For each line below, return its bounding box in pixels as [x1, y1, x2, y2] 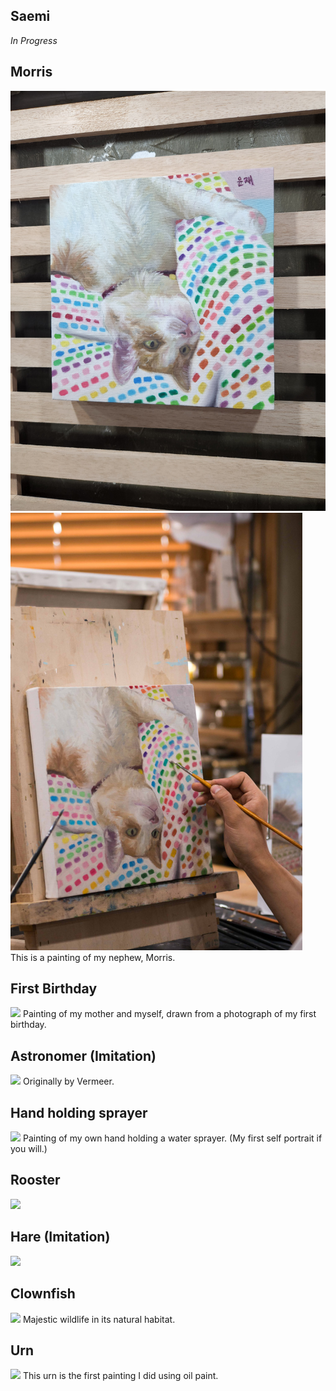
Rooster [10, 1172, 61, 1189]
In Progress [10, 34, 58, 46]
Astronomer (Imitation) [10, 1047, 157, 1064]
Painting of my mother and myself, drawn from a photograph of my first [22, 1008, 317, 1020]
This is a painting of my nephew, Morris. [10, 951, 176, 963]
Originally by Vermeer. [22, 1075, 115, 1088]
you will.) [10, 1143, 48, 1155]
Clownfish [10, 1285, 76, 1303]
